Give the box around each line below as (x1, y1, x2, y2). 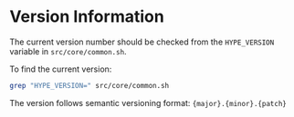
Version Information (9, 6, 164, 27)
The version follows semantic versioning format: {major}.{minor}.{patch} (9, 97, 288, 108)
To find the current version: (9, 63, 112, 74)
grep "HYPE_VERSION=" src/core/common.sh (9, 81, 170, 90)
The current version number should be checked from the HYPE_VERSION (9, 36, 275, 47)
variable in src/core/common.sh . (9, 45, 127, 56)
